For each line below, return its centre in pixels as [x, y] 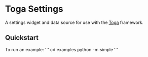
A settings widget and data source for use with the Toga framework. [74, 22]
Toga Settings [34, 9]
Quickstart [22, 38]
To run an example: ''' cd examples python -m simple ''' [62, 49]
